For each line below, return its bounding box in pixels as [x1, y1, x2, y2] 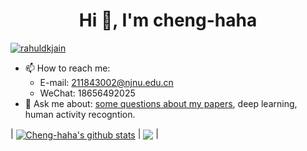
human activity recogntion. [24, 108, 136, 120]
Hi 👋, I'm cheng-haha [78, 9, 258, 32]
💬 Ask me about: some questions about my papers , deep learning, [24, 97, 298, 109]
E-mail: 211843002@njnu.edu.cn [39, 76, 174, 88]
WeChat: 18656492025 [39, 87, 136, 99]
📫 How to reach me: [24, 62, 111, 74]
